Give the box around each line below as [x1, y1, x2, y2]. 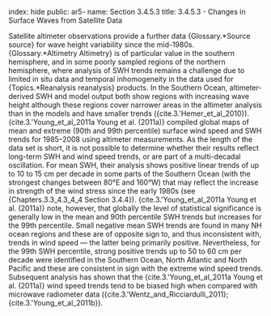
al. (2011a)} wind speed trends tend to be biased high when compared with [8, 281, 258, 290]
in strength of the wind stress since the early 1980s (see [8, 186, 196, 195]
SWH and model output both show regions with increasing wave [35, 92, 249, 100]
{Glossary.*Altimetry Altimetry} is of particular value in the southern [8, 49, 235, 58]
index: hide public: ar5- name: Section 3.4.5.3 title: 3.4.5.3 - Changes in [8, 7, 246, 16]
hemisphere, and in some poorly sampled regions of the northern [8, 57, 226, 66]
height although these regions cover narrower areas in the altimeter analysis [8, 100, 263, 109]
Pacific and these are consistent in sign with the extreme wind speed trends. [8, 263, 264, 273]
